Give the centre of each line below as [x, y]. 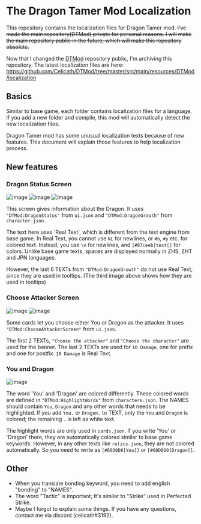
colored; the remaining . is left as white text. [61, 419]
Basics [19, 96]
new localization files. [33, 124]
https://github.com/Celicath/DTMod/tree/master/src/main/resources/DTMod [100, 71]
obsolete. [18, 47]
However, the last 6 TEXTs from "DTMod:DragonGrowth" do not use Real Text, [100, 269]
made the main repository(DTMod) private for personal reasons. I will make [99, 34]
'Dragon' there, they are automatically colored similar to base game [89, 437]
